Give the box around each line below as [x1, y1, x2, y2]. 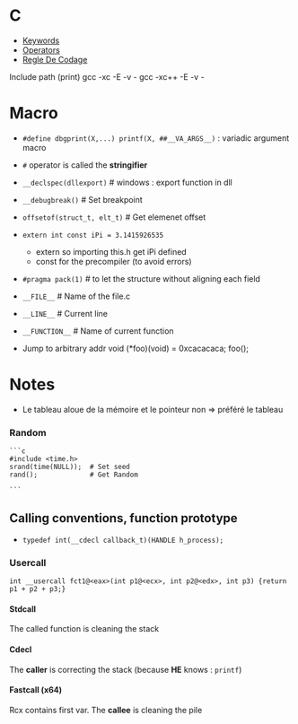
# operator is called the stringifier [22, 159, 148, 170]
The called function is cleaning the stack [9, 624, 160, 634]
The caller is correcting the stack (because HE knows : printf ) [9, 664, 242, 675]
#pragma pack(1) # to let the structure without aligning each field [22, 273, 260, 283]
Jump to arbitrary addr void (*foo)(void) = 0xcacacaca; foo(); [22, 343, 250, 353]
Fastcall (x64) [9, 685, 63, 695]
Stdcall [9, 603, 37, 615]
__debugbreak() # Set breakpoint [22, 194, 144, 205]
